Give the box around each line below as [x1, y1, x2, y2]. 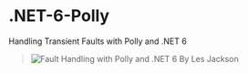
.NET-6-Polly [8, 5, 110, 26]
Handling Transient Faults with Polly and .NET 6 [8, 36, 188, 47]
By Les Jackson [179, 53, 239, 64]
